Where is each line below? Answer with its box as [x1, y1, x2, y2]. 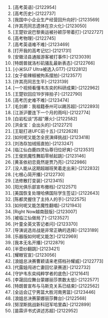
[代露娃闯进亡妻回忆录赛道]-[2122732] [12, 265, 91, 270]
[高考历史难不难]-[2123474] [12, 97, 70, 103]
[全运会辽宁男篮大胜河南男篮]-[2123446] [12, 289, 96, 295]
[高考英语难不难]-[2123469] [12, 42, 70, 47]
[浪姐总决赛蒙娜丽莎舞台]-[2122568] [12, 295, 87, 301]
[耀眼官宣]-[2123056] [12, 252, 56, 258]
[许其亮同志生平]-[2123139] [12, 79, 69, 84]
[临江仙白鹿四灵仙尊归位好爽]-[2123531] [12, 147, 94, 153]
